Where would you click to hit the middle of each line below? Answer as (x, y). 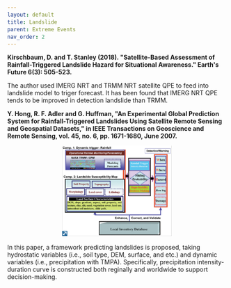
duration (19, 269)
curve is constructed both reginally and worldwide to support (120, 269)
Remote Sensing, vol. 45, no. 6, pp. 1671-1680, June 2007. (92, 136)
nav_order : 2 (26, 37)
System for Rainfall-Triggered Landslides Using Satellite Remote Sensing (115, 121)
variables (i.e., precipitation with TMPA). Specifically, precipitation (102, 262)
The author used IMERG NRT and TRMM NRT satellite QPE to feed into (108, 86)
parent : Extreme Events (42, 29)
